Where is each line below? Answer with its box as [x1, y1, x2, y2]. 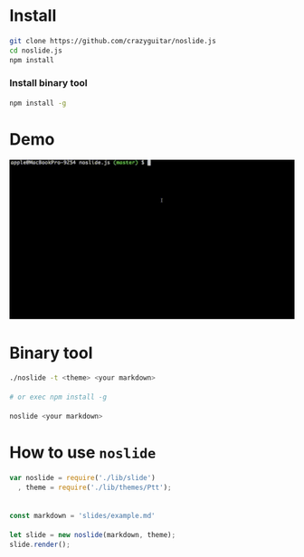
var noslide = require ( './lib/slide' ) [9, 473, 156, 482]
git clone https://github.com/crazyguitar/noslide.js [9, 36, 217, 45]
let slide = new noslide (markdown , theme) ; [9, 530, 176, 539]
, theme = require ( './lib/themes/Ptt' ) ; [17, 483, 172, 492]
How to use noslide [9, 442, 157, 462]
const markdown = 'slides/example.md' [9, 512, 156, 521]
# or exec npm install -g [9, 392, 107, 402]
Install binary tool [9, 77, 88, 90]
